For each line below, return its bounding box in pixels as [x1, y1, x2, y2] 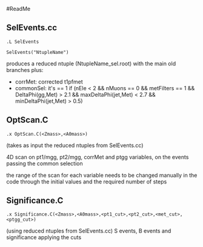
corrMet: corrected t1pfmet [15, 78, 83, 85]
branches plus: [6, 66, 44, 73]
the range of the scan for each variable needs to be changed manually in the [6, 171, 198, 179]
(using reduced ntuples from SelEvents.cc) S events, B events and [6, 227, 171, 235]
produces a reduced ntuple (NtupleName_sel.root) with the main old [6, 60, 176, 67]
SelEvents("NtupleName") [6, 49, 69, 55]
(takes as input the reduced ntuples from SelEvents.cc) [6, 142, 144, 149]
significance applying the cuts [6, 234, 82, 241]
